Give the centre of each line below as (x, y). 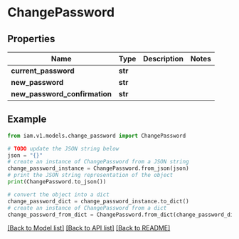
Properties (31, 39)
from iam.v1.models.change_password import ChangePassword (97, 136)
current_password (43, 71)
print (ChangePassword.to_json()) (57, 182)
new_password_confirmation (62, 94)
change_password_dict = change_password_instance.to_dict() (99, 201)
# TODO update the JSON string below (63, 148)
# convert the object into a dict (59, 194)
